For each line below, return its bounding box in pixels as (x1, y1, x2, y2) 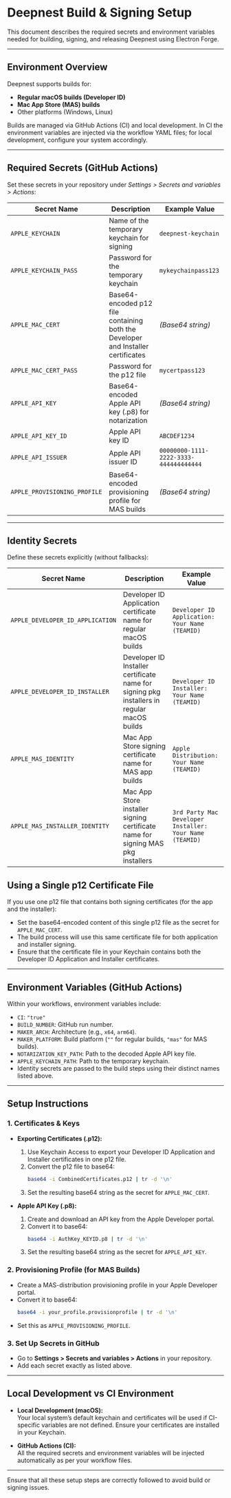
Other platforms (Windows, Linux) (16, 107, 113, 116)
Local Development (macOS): (16, 1406, 103, 1414)
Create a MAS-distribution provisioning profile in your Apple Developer (16, 1280, 218, 1289)
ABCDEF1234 (159, 432, 195, 440)
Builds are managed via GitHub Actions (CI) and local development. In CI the (7, 121, 223, 129)
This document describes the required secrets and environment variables (7, 28, 215, 36)
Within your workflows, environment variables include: (7, 1000, 162, 1007)
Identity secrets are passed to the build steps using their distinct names (16, 1065, 220, 1072)
